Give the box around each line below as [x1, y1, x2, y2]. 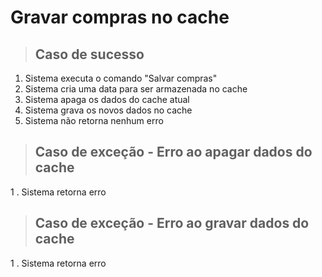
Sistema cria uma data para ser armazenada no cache [24, 83, 248, 95]
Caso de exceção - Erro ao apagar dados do [34, 144, 313, 161]
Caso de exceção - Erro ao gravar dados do [34, 215, 310, 232]
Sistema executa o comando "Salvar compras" [24, 72, 218, 84]
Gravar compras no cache [10, 6, 230, 29]
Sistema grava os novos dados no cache [24, 104, 193, 116]
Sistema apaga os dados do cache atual [24, 94, 190, 105]
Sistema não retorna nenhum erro [24, 115, 164, 126]
